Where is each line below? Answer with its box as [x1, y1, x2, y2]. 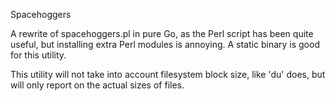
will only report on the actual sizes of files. [10, 79, 185, 91]
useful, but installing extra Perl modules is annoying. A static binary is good [10, 39, 320, 50]
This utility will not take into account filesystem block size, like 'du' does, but [10, 69, 326, 80]
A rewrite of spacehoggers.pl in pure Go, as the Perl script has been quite [10, 28, 314, 39]
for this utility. [10, 49, 67, 61]
